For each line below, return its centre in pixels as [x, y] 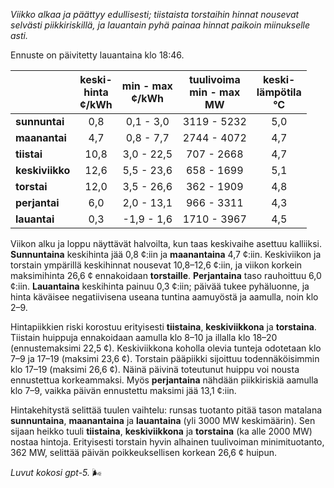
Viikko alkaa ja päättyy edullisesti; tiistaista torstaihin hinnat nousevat [155, 14]
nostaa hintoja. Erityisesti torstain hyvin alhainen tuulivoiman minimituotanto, [167, 442]
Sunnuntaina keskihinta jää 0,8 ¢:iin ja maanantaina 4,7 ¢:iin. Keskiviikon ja [166, 254]
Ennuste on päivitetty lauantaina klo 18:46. [97, 55]
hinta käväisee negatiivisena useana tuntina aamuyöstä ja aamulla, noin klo [164, 297]
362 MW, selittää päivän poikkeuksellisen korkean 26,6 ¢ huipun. [144, 452]
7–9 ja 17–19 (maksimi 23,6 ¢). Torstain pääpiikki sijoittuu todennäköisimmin [165, 358]
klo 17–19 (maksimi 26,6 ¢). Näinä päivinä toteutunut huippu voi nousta [155, 369]
